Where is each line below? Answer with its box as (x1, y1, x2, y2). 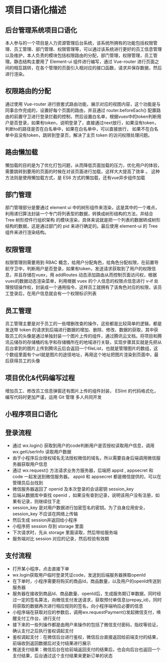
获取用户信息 (21, 461, 48, 467)
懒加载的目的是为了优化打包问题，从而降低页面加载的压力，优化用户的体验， (5, 162, 162, 168)
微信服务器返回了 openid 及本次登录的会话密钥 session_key (12, 486, 134, 492)
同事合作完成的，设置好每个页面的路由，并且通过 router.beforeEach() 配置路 (5, 107, 161, 113)
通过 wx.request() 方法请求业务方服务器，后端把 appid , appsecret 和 (12, 467, 154, 473)
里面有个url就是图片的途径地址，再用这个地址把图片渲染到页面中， (18, 352, 155, 358)
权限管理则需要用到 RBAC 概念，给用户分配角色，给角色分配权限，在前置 (5, 259, 155, 266)
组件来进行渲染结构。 (5, 229, 49, 235)
